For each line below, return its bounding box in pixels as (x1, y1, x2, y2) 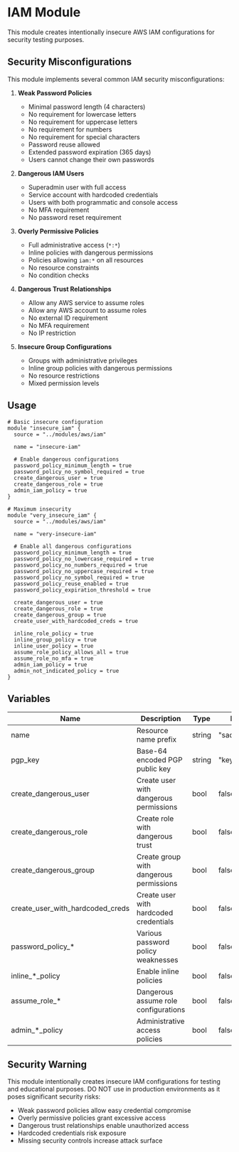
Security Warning (7, 1058, 87, 1070)
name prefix (136, 735, 177, 745)
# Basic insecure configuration (7, 418, 103, 425)
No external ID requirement (28, 314, 108, 322)
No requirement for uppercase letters (28, 117, 138, 126)
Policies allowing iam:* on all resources (28, 255, 144, 264)
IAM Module (7, 4, 81, 21)
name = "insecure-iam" (14, 443, 81, 450)
